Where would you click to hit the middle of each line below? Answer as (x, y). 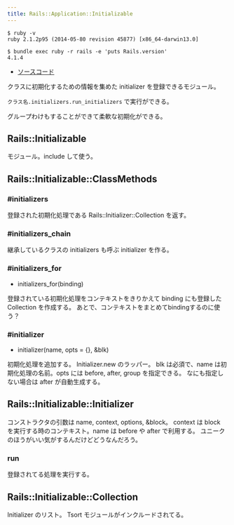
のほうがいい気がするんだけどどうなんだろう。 (75, 439)
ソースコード (36, 72)
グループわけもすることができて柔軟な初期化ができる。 (87, 116)
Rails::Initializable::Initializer (71, 404)
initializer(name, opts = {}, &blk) (63, 350)
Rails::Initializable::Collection (73, 497)
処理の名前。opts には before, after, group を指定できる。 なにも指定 (118, 373)
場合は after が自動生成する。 (62, 382)
